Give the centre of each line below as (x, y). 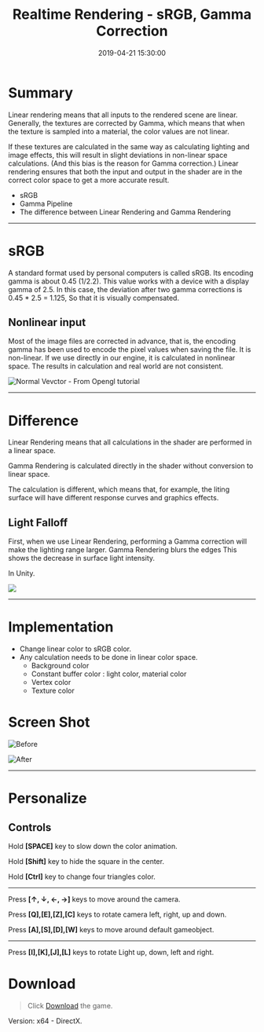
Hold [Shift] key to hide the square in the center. (86, 862)
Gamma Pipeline (46, 203)
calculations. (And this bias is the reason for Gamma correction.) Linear (123, 163)
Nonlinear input (47, 322)
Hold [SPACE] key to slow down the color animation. (93, 847)
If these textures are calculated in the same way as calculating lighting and (129, 146)
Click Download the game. (70, 1006)
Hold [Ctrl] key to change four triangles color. (82, 876)
